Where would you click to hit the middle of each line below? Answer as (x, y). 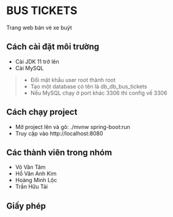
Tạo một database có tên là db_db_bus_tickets (89, 86)
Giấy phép (26, 206)
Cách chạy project (42, 112)
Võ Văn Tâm (30, 167)
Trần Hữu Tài (31, 186)
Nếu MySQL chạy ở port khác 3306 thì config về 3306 (99, 93)
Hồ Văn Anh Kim (36, 174)
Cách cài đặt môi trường (53, 47)
